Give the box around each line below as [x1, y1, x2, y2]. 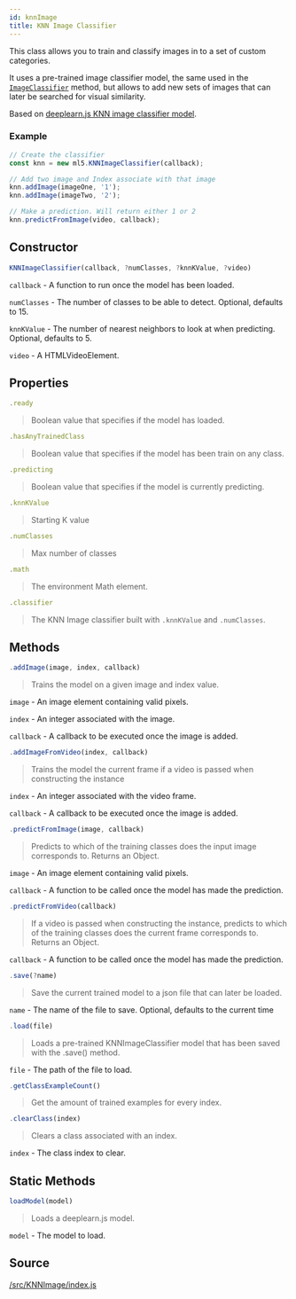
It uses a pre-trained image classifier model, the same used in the [9, 72, 249, 82]
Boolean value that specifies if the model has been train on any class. [30, 449, 285, 459]
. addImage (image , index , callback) [9, 663, 141, 672]
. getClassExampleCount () [9, 1081, 101, 1091]
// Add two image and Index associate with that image [9, 175, 216, 184]
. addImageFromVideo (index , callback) [9, 748, 149, 757]
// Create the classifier [9, 150, 105, 160]
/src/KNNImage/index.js [9, 1279, 97, 1290]
